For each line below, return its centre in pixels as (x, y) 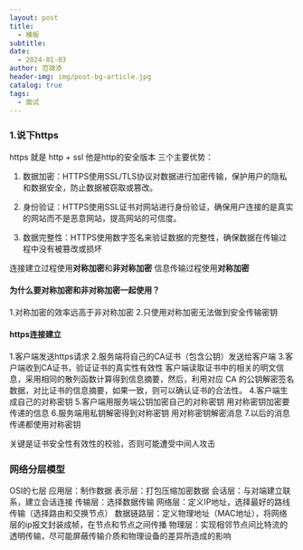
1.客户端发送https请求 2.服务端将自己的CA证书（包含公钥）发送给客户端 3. (147, 357)
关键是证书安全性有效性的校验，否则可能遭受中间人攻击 (112, 444)
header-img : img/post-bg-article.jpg (80, 77)
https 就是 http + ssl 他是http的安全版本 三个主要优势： (112, 157)
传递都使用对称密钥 (45, 425)
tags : (19, 93)
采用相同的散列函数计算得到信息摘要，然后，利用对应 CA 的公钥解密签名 (160, 379)
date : (19, 52)
